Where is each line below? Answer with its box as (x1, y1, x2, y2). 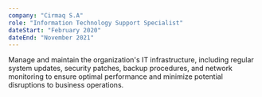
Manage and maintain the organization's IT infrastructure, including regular (8, 55, 255, 65)
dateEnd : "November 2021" (8, 33, 94, 42)
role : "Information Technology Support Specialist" (8, 19, 183, 27)
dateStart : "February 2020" (8, 26, 102, 34)
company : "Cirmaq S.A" (8, 11, 84, 20)
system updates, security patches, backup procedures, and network (8, 64, 233, 73)
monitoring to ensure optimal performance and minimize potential (8, 72, 223, 81)
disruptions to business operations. (8, 80, 124, 90)
